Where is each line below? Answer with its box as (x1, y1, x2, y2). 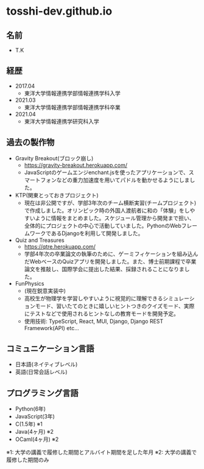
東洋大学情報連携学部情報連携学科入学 (24, 90, 121, 97)
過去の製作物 (6, 137, 55, 147)
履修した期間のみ (6, 456, 49, 464)
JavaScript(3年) (15, 413, 55, 420)
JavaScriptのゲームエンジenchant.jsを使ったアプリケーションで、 (24, 169, 189, 176)
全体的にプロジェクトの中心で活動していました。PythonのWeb (24, 222, 181, 229)
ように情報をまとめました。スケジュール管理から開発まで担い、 (35, 214, 195, 222)
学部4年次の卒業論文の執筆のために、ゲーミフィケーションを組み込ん (24, 250, 199, 257)
